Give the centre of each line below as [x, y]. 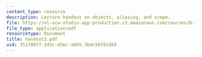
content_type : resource [36, 12]
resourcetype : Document [36, 34]
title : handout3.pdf [32, 39]
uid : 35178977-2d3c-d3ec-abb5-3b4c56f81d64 [62, 45]
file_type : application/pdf [41, 28]
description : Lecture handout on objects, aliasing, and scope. [88, 17]
